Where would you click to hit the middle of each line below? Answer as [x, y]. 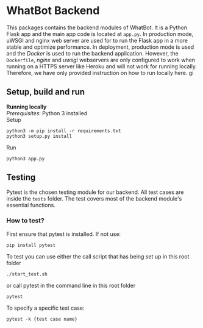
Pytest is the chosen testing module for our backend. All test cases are [95, 192]
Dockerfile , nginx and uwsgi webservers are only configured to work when [101, 60]
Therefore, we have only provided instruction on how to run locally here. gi [100, 73]
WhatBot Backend [53, 11]
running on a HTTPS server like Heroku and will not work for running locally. [101, 66]
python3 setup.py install [39, 136]
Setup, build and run [46, 92]
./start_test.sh [27, 274]
